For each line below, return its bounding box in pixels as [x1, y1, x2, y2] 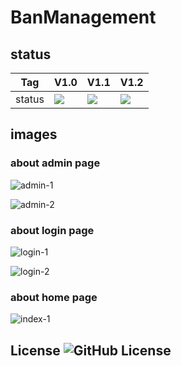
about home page [10, 290, 98, 304]
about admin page [10, 156, 101, 170]
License [10, 342, 61, 359]
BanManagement [10, 6, 157, 29]
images [10, 126, 58, 143]
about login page [10, 223, 95, 237]
